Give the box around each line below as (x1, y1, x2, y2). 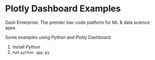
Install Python (12, 44, 41, 50)
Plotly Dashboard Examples (5, 3, 121, 14)
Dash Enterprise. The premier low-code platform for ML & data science (5, 19, 150, 25)
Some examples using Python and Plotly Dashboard (5, 34, 111, 40)
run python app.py (12, 49, 50, 55)
